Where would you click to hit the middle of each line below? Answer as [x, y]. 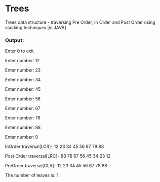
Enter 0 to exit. [20, 51]
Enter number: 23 [23, 70]
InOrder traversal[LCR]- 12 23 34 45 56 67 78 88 [55, 146]
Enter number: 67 [23, 109]
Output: [15, 40]
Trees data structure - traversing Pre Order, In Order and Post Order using [80, 22]
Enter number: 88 [23, 127]
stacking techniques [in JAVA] [36, 27]
